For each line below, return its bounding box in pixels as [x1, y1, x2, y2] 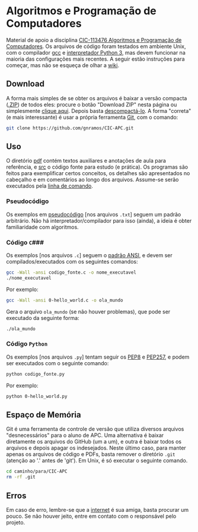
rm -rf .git [6, 474, 36, 480]
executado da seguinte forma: [6, 314, 79, 321]
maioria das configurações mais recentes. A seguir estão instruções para [6, 55, 185, 62]
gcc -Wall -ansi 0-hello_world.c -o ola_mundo [6, 297, 123, 303]
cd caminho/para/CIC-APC [6, 468, 68, 474]
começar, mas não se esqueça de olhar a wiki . [6, 61, 120, 69]
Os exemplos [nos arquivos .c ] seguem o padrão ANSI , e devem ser [6, 252, 173, 259]
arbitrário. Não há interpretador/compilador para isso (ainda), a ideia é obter [6, 217, 192, 224]
